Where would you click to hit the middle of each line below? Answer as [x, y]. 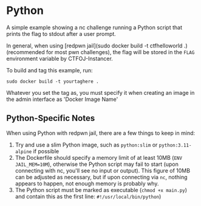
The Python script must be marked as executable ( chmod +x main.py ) [101, 190]
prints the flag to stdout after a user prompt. [61, 33]
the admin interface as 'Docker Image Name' [62, 99]
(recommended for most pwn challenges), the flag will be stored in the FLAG [101, 52]
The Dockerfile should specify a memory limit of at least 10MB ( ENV [98, 157]
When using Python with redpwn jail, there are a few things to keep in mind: [101, 133]
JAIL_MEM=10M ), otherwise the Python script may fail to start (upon [97, 164]
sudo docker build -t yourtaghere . [53, 81]
